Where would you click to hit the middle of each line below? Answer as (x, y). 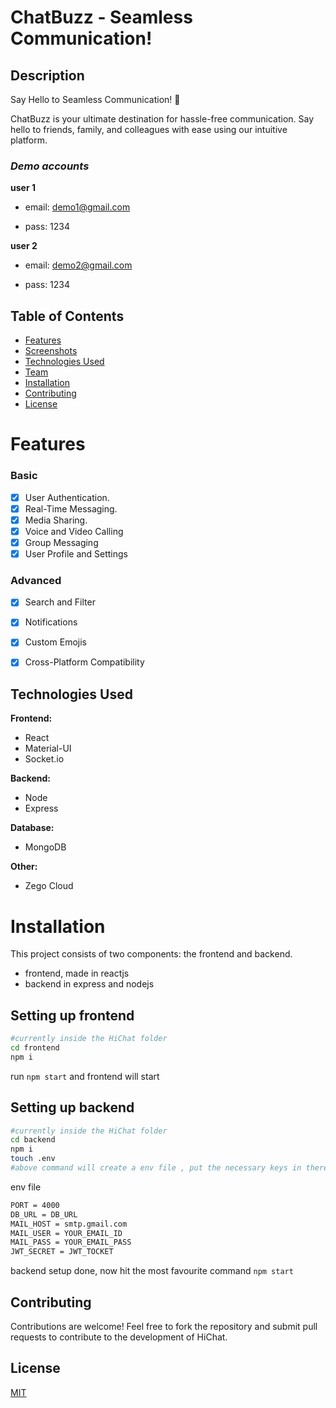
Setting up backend (72, 1107)
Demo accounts (50, 166)
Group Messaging (61, 542)
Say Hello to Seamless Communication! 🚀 (95, 99)
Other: (24, 867)
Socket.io (44, 759)
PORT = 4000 (35, 1205)
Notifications (51, 622)
